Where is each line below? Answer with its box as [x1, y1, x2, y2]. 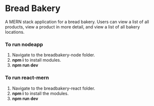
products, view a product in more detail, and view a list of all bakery [5, 24, 140, 29]
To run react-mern [5, 74, 49, 81]
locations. [5, 29, 25, 35]
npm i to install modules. [12, 57, 62, 63]
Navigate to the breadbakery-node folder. [12, 52, 95, 58]
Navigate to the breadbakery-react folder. [12, 85, 95, 91]
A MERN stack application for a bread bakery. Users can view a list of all [5, 19, 149, 25]
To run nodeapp [5, 41, 44, 48]
